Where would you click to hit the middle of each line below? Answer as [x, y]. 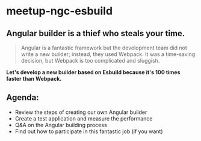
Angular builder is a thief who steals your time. [96, 33]
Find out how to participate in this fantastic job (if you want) [89, 131]
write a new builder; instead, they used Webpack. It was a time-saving [108, 54]
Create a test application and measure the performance [84, 118]
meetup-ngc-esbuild [60, 11]
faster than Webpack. [34, 79]
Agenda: [23, 98]
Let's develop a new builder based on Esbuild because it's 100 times [93, 72]
